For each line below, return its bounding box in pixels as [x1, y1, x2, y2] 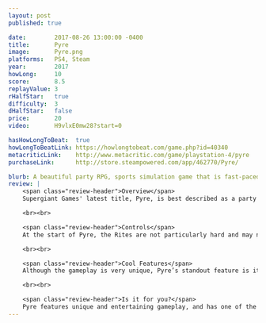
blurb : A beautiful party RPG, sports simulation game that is [8, 172, 222, 181]
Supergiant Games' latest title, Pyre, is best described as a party [22, 195, 257, 203]
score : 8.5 [8, 77, 66, 86]
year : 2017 [8, 63, 69, 71]
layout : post [8, 11, 51, 20]
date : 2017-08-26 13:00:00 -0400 [8, 33, 144, 41]
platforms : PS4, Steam [8, 56, 90, 63]
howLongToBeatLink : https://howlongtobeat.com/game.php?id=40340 [8, 144, 228, 152]
